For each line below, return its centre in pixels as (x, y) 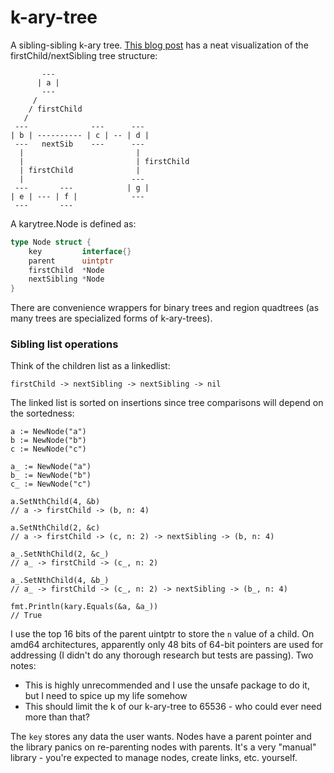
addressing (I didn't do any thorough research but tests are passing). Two (162, 655)
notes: (23, 666)
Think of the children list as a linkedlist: (90, 366)
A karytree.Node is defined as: (73, 223)
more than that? (57, 717)
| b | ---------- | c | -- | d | (80, 135)
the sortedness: (42, 413)
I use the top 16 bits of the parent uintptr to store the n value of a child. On (162, 634)
